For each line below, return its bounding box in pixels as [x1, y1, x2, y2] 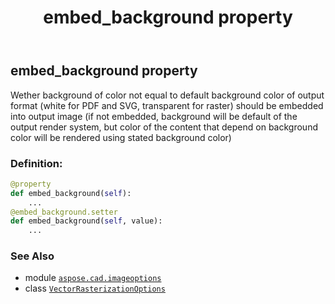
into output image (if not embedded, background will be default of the [10, 110, 298, 122]
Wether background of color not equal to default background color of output [10, 89, 325, 101]
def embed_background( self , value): [10, 216, 163, 226]
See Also [10, 249, 55, 263]
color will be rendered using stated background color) [10, 131, 232, 143]
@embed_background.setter [10, 207, 118, 217]
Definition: [10, 156, 63, 170]
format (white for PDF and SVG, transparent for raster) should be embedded [10, 99, 324, 111]
